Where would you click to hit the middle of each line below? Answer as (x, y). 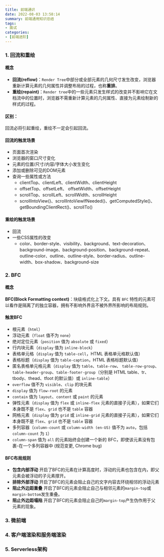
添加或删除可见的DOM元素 (39, 170)
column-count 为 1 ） (32, 433)
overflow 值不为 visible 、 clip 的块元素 (52, 384)
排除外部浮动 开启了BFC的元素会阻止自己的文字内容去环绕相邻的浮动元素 (86, 482)
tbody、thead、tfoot (33, 378)
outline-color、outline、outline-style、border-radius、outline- (82, 256)
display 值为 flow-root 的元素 (42, 390)
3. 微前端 (16, 521)
